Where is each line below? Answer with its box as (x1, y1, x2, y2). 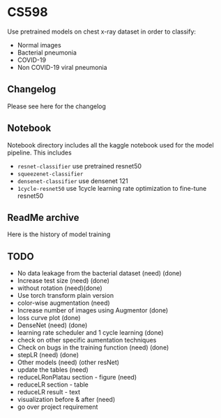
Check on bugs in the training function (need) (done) (17, 343, 169, 352)
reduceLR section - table (17, 380, 89, 389)
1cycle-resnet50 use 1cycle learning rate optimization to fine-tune (17, 184, 207, 192)
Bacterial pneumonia (17, 48, 77, 57)
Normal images (17, 41, 61, 49)
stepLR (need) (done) (17, 351, 79, 359)
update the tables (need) (17, 366, 89, 374)
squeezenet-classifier (17, 171, 84, 178)
